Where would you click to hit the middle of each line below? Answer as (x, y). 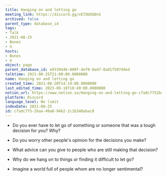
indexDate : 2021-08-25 (29, 107)
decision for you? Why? (36, 130)
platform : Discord (24, 97)
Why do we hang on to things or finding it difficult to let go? (73, 159)
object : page (19, 65)
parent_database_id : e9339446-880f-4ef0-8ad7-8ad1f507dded (68, 70)
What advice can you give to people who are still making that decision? (85, 150)
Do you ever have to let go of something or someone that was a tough (84, 125)
